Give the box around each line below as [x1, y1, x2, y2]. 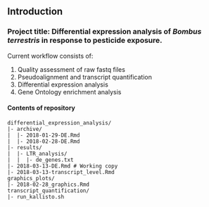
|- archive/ [7, 125, 42, 132]
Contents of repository [7, 103, 76, 112]
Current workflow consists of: [7, 51, 94, 60]
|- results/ [7, 144, 42, 151]
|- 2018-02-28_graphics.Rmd [7, 181, 90, 188]
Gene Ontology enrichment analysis [17, 87, 122, 96]
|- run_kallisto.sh [7, 193, 65, 200]
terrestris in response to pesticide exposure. [7, 35, 163, 45]
